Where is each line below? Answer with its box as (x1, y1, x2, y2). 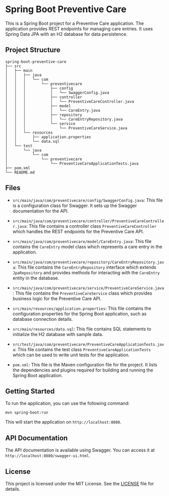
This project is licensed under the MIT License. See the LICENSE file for (5, 481, 154, 486)
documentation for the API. (12, 208, 69, 214)
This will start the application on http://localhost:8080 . (5, 419, 122, 425)
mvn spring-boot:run (5, 410, 49, 416)
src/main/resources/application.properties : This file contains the (12, 305, 151, 311)
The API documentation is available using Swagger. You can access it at (5, 447, 155, 453)
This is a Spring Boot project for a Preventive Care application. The (5, 20, 144, 26)
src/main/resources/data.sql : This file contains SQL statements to (12, 325, 151, 332)
